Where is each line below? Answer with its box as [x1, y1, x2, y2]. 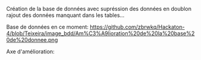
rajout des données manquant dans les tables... [6, 12, 125, 19]
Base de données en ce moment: [6, 24, 89, 30]
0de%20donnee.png [6, 36, 58, 43]
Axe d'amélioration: [6, 48, 55, 55]
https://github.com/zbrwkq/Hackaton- [90, 24, 185, 30]
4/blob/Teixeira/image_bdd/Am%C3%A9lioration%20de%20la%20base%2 [6, 30, 195, 37]
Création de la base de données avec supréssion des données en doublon [6, 5, 192, 12]
